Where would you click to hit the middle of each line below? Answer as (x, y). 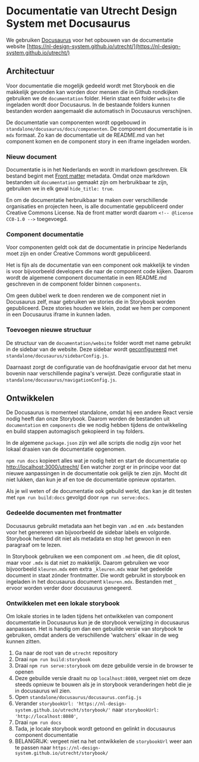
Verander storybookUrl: (44, 703)
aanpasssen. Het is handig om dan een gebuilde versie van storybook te (94, 629)
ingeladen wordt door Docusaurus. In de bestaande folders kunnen (88, 105)
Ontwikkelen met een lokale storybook (63, 603)
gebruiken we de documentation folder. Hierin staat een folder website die (96, 98)
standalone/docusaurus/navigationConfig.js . (61, 380)
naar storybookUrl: (135, 710)
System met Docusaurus (68, 23)
